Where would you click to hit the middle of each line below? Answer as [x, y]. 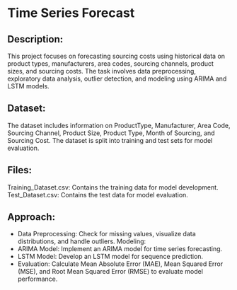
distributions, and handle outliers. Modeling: [82, 241]
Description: [35, 39]
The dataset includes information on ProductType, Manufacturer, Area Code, [119, 125]
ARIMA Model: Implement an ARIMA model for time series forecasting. [120, 249]
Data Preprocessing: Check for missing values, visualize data [106, 234]
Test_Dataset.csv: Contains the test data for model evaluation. [98, 195]
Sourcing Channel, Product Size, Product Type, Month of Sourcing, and [111, 133]
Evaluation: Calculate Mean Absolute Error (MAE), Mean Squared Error [120, 264]
